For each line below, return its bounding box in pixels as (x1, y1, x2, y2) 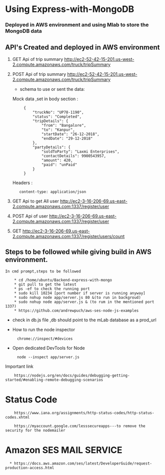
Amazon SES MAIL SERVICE (5, 444, 123, 456)
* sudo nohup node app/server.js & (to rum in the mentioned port (14, 299, 155, 304)
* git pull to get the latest (14, 282, 77, 287)
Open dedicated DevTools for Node (12, 345, 85, 351)
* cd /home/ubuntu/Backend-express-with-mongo (14, 277, 112, 282)
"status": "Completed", (32, 114, 82, 119)
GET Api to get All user (12, 198, 59, 204)
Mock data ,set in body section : (12, 96, 79, 102)
